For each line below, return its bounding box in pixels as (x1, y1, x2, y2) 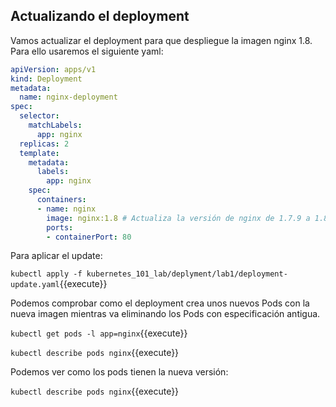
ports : (46, 222, 74, 233)
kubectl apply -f (10, 269, 83, 279)
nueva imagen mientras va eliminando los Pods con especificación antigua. (10, 308, 321, 320)
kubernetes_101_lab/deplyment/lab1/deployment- (86, 269, 288, 279)
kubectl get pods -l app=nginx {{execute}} (10, 327, 188, 339)
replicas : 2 (19, 139, 70, 149)
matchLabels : (28, 120, 83, 131)
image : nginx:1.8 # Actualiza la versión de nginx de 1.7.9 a (46, 213, 311, 223)
